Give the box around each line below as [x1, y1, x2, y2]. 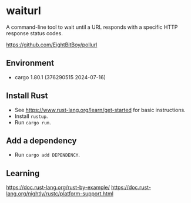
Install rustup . [14, 113, 48, 120]
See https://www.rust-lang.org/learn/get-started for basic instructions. [14, 106, 186, 113]
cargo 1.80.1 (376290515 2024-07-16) [14, 73, 106, 80]
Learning [6, 168, 40, 178]
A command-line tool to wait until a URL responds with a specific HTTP [6, 23, 178, 31]
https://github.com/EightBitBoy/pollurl [6, 41, 98, 48]
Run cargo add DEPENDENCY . [14, 151, 81, 158]
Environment [6, 58, 55, 68]
